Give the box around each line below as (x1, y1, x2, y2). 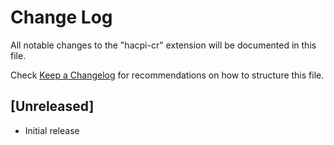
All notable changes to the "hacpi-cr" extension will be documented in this (10, 39, 317, 51)
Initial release (24, 124, 80, 136)
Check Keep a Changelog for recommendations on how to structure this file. (10, 69, 325, 81)
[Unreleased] (10, 98, 95, 115)
